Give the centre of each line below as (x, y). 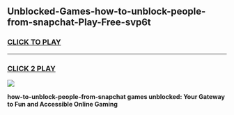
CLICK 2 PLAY (31, 68)
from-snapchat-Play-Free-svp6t (79, 23)
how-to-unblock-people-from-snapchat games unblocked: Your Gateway (116, 96)
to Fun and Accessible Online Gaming (63, 104)
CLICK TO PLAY (34, 43)
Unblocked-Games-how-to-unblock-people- (107, 11)
